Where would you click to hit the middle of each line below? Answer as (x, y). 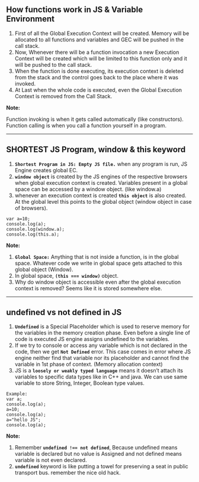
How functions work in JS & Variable (75, 10)
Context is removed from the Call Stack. (63, 96)
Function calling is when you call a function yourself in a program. (86, 125)
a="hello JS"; (24, 420)
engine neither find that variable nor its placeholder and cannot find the (102, 358)
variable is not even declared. (51, 460)
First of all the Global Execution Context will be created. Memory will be (102, 33)
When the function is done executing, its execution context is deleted (99, 71)
